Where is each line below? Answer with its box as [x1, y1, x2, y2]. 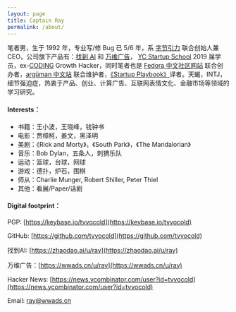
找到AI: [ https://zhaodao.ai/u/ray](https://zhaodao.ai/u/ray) [7, 246, 178, 254]
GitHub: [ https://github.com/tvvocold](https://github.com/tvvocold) [7, 231, 203, 240]
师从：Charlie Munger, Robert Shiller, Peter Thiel [17, 175, 159, 184]
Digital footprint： [7, 202, 61, 210]
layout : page [7, 10, 46, 18]
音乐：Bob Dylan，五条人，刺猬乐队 [17, 149, 122, 157]
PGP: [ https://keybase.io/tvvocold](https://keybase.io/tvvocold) [7, 217, 192, 226]
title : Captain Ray [7, 17, 65, 24]
